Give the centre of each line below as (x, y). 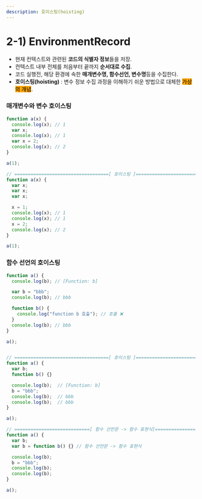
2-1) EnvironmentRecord (69, 41)
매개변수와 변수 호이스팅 (39, 106)
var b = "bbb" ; (31, 292)
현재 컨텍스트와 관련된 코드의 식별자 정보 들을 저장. (73, 59)
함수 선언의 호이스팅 (33, 263)
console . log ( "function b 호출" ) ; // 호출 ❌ (70, 314)
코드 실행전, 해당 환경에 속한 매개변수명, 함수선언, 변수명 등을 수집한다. (96, 74)
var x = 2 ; (25, 141)
